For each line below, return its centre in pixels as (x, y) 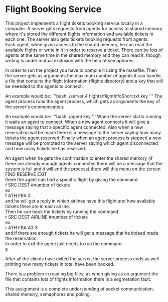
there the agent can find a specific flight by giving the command (71, 179)
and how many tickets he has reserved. (46, 148)
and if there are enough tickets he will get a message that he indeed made (82, 233)
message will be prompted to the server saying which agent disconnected (82, 143)
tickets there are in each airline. (38, 206)
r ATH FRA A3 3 (21, 228)
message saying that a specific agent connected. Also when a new (74, 127)
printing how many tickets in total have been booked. (60, 264)
